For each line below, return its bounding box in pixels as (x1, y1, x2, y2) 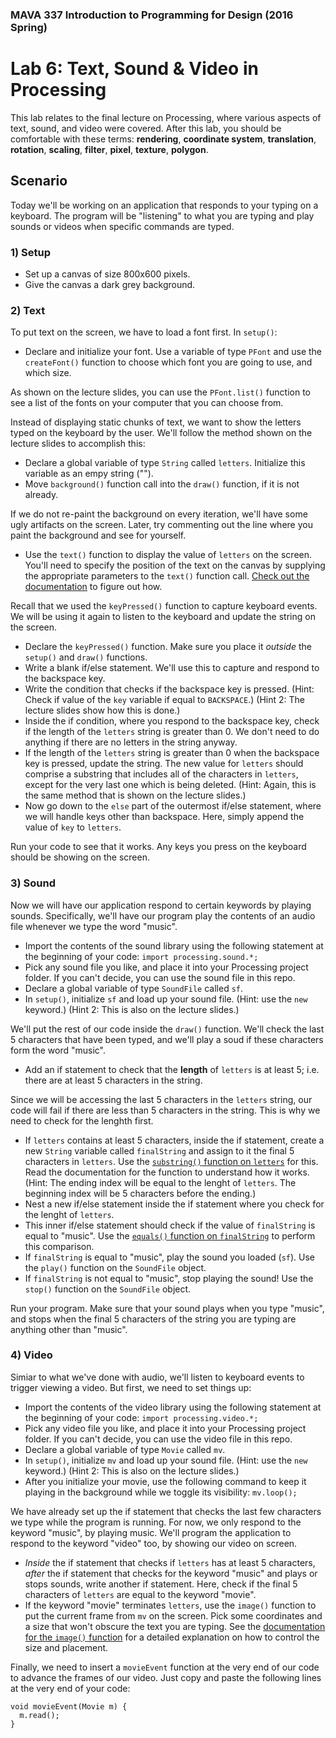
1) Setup (10, 245, 52, 259)
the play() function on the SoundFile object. (24, 1261, 207, 1273)
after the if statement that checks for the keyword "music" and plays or (24, 1567, 318, 1579)
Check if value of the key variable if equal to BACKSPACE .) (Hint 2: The (24, 694, 305, 706)
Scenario (10, 173, 68, 190)
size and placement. (24, 1641, 109, 1653)
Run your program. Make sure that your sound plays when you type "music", (10, 1302, 325, 1314)
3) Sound (10, 876, 57, 890)
